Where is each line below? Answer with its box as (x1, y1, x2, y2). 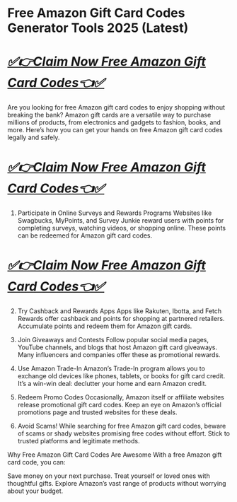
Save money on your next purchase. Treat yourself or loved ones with (7, 472, 210, 480)
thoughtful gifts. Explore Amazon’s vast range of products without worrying (7, 479, 226, 487)
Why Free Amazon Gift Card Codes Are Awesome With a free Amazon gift (7, 450, 222, 459)
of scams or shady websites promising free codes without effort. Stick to (17, 429, 230, 438)
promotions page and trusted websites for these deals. (17, 408, 178, 416)
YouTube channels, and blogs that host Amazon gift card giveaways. (17, 343, 218, 351)
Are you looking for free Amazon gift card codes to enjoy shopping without (7, 103, 225, 112)
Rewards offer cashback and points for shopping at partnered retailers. (17, 315, 225, 322)
